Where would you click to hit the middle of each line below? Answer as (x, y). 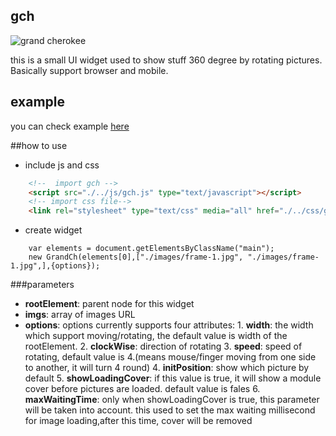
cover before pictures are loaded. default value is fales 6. (142, 389)
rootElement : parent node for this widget (109, 304)
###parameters (42, 285)
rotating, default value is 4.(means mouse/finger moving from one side (170, 357)
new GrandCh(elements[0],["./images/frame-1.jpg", (136, 257)
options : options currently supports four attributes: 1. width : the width (169, 325)
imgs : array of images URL (80, 315)
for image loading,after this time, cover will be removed (138, 421)
